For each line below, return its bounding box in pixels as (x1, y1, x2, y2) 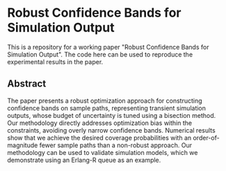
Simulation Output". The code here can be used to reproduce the (7, 50, 193, 59)
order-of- (193, 133, 220, 142)
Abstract (7, 78, 47, 90)
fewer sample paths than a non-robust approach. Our (39, 141, 193, 149)
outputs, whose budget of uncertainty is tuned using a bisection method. (7, 111, 216, 119)
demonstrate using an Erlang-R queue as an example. (7, 156, 161, 164)
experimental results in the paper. (7, 57, 104, 66)
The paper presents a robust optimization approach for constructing (7, 96, 203, 105)
